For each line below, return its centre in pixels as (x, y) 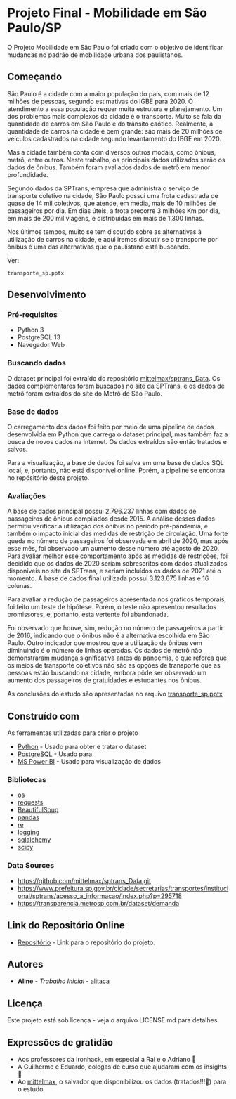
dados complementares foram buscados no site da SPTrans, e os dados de (116, 386)
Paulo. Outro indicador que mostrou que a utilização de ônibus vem (105, 643)
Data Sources (31, 866)
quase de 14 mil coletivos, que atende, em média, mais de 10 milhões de (112, 203)
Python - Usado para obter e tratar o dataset (82, 747)
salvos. (18, 449)
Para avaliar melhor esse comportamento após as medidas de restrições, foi (118, 556)
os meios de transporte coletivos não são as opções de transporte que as (114, 665)
